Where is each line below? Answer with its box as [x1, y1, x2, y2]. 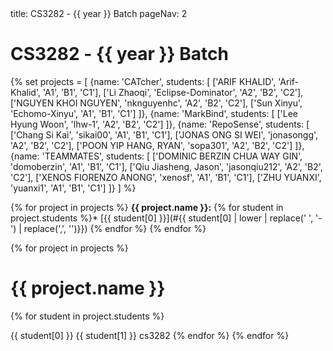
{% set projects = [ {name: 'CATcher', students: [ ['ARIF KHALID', [10, 75, 277, 87]
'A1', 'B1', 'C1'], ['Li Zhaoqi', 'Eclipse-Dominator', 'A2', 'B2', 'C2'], [42, 86, 304, 98]
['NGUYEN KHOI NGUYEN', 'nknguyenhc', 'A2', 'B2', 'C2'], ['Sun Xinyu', [10, 97, 303, 109]
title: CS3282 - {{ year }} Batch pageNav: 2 [10, 8, 188, 19]
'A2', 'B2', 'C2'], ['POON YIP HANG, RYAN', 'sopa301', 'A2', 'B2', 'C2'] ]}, [10, 139, 305, 151]
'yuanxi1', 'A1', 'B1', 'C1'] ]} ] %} [10, 182, 137, 194]
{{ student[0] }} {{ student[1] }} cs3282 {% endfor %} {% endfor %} [10, 329, 290, 341]
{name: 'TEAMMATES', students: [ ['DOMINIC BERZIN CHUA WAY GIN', [10, 150, 303, 162]
